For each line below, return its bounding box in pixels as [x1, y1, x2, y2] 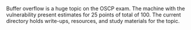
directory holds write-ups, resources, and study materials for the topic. [6, 18, 180, 24]
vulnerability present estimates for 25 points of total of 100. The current [6, 11, 181, 18]
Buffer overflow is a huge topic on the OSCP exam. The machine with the [6, 5, 186, 12]
